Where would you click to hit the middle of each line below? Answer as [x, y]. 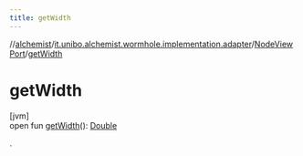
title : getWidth [40, 18]
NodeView [274, 44]
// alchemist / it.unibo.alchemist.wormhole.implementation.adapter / [132, 44]
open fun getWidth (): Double [63, 125]
